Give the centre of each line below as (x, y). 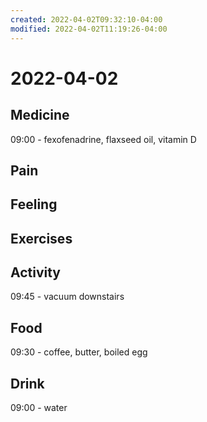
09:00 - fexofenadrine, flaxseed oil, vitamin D (103, 139)
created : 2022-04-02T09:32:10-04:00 (86, 19)
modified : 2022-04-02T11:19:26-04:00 (89, 29)
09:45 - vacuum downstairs (67, 297)
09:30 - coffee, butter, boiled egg (79, 352)
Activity (36, 272)
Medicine (40, 115)
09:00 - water (39, 408)
